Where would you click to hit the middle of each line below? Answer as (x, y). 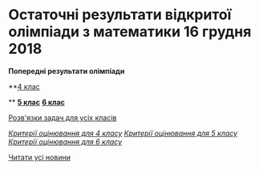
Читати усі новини (39, 157)
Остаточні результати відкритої (120, 15)
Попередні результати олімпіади (67, 71)
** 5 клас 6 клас (37, 102)
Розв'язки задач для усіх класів (63, 117)
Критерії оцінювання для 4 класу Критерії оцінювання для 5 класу (123, 133)
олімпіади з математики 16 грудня (130, 32)
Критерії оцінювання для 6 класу (65, 141)
